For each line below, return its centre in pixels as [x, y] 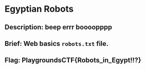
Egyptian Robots [39, 9]
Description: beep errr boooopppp [58, 27]
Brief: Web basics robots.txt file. [57, 43]
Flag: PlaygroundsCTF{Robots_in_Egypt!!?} [73, 60]
